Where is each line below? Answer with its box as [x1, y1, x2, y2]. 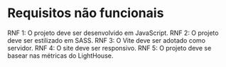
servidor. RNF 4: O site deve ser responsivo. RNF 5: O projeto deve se [7, 43, 212, 52]
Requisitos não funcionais [7, 5, 164, 21]
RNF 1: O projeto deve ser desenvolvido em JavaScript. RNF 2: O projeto [7, 29, 219, 37]
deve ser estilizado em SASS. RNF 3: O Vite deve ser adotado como [7, 36, 206, 44]
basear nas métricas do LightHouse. [7, 51, 114, 60]
